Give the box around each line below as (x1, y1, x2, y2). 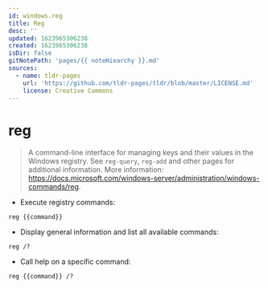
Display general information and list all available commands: (19, 227, 219, 237)
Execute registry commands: (19, 198, 116, 208)
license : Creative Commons (23, 86, 113, 95)
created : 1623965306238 (8, 42, 89, 50)
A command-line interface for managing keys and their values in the (27, 148, 254, 158)
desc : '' (8, 27, 38, 35)
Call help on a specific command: (19, 257, 131, 266)
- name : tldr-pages (15, 72, 81, 80)
